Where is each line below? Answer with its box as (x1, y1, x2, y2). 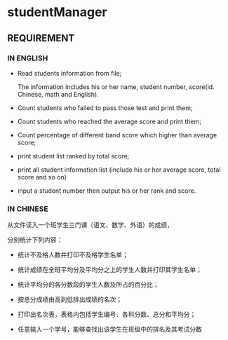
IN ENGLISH (7, 53, 48, 63)
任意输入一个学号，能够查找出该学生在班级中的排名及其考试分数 (17, 325, 202, 334)
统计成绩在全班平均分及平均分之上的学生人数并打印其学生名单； (17, 266, 202, 274)
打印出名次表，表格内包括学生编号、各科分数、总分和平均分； (17, 310, 196, 319)
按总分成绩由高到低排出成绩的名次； (17, 295, 123, 304)
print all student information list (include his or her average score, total (17, 165, 221, 174)
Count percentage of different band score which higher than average (17, 130, 217, 139)
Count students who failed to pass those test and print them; (17, 103, 193, 112)
